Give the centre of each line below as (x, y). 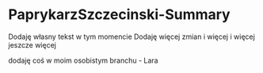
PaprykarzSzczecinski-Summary (120, 15)
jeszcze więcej (32, 44)
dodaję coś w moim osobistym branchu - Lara (83, 60)
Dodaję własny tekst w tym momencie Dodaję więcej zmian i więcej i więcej (131, 36)
